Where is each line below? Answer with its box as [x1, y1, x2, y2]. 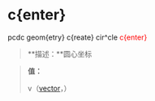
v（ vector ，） [27, 83, 71, 93]
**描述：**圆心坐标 [27, 48, 93, 58]
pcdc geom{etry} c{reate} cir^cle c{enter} [7, 32, 148, 42]
